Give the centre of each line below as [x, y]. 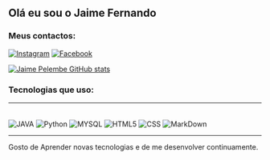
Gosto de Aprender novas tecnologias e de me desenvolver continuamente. [133, 146]
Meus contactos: [42, 36]
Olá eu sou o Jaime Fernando [82, 13]
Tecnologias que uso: [51, 90]
